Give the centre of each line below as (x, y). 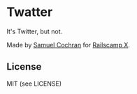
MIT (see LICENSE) (34, 84)
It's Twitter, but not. (35, 31)
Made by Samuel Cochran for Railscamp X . (68, 45)
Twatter (30, 12)
